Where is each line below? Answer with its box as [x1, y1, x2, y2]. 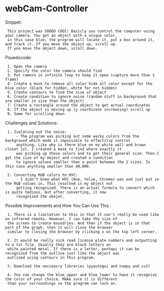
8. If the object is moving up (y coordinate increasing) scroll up [7, 107, 151, 112]
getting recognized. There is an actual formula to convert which [16, 185, 155, 190]
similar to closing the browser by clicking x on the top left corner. [7, 229, 157, 234]
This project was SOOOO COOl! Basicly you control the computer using [7, 29, 155, 33]
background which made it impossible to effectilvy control [5, 138, 131, 143]
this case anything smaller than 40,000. [5, 164, 91, 169]
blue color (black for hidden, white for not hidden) [5, 86, 118, 90]
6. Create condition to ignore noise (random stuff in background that [7, 94, 157, 99]
